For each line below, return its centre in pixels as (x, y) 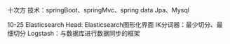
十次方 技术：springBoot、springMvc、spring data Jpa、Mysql (98, 10)
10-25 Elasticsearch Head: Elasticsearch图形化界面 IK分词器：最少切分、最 (115, 25)
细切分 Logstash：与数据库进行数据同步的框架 (74, 33)
